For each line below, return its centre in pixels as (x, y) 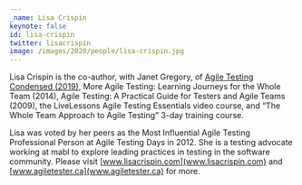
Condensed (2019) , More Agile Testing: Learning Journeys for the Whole (145, 87)
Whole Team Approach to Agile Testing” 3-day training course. (127, 116)
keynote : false (38, 26)
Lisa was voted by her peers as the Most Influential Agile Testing (130, 133)
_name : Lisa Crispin (49, 18)
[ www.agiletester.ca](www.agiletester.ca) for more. (105, 171)
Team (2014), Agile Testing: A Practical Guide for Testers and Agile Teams (147, 97)
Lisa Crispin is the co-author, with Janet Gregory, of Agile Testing (132, 77)
